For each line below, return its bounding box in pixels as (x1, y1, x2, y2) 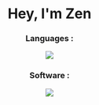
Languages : (25, 33, 74, 44)
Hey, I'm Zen (7, 5, 92, 23)
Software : (29, 70, 70, 81)
